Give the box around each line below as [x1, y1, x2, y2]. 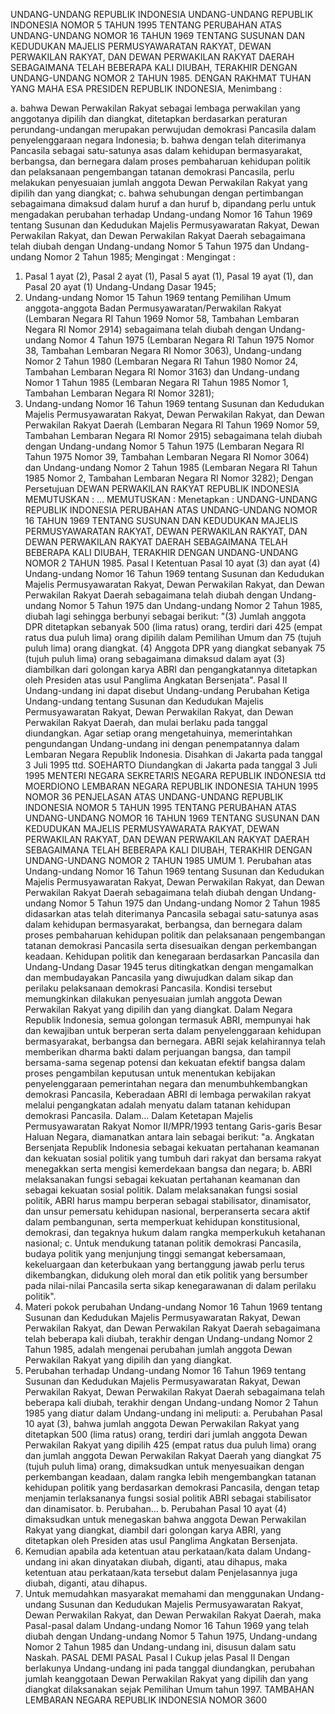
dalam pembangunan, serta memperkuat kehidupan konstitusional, [24, 1216, 301, 1228]
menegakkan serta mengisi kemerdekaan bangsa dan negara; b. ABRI [24, 1163, 313, 1174]
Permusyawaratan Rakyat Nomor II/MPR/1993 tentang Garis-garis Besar [24, 1120, 322, 1132]
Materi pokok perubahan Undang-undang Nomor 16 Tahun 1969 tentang [24, 1301, 323, 1313]
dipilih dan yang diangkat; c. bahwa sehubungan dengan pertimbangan [10, 187, 304, 199]
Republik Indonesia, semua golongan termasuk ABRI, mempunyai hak [24, 1014, 311, 1026]
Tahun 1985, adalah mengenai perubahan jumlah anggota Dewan [24, 1344, 293, 1355]
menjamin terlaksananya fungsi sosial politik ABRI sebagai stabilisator [24, 1492, 312, 1504]
